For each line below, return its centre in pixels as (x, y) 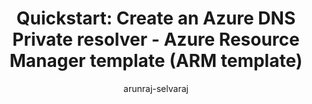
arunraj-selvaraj (156, 88)
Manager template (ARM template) (156, 61)
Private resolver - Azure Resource (156, 39)
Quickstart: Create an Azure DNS (156, 18)
